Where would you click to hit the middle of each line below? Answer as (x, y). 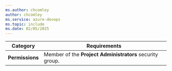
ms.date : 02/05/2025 (27, 29)
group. (52, 61)
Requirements (104, 46)
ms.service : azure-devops (33, 19)
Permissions (24, 58)
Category (23, 46)
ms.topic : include (25, 24)
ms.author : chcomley (27, 10)
